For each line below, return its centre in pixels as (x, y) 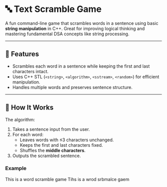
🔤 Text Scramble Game (53, 9)
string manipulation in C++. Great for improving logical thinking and (75, 28)
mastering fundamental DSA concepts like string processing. (67, 34)
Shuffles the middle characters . (53, 150)
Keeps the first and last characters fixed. (61, 145)
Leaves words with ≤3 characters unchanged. (67, 140)
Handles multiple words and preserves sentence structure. (72, 87)
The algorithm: (20, 119)
